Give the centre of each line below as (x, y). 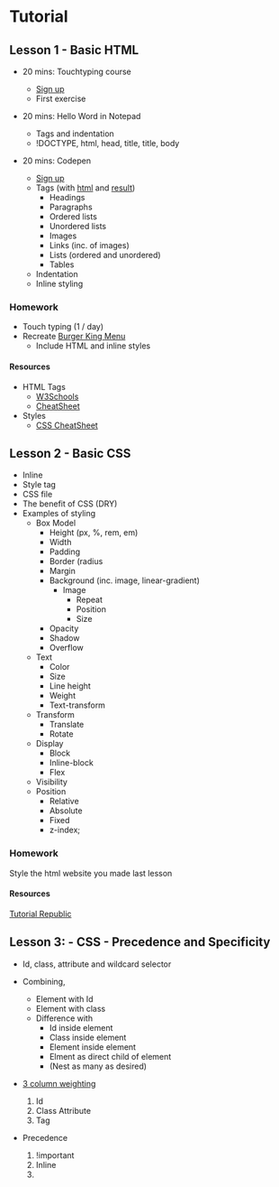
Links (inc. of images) (89, 245)
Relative (64, 802)
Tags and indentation (75, 134)
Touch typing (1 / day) (63, 327)
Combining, (44, 981)
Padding (65, 552)
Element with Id (64, 998)
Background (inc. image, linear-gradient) (124, 580)
